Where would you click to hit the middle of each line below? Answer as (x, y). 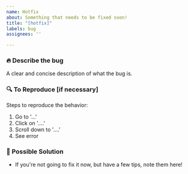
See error (27, 135)
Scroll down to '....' (38, 129)
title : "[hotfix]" (29, 23)
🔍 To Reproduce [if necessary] (52, 90)
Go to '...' (26, 117)
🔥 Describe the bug (35, 61)
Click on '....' (30, 123)
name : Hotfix (23, 12)
